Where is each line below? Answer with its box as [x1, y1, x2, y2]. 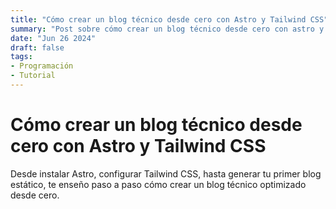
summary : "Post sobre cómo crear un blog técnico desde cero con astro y [10, 24, 325, 34]
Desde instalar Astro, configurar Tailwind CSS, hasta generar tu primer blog [10, 167, 322, 180]
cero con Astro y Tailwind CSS [10, 135, 267, 158]
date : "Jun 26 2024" [10, 33, 97, 43]
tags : [10, 52, 33, 62]
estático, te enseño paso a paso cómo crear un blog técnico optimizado [10, 178, 307, 190]
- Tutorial [10, 71, 56, 81]
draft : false [10, 42, 65, 53]
